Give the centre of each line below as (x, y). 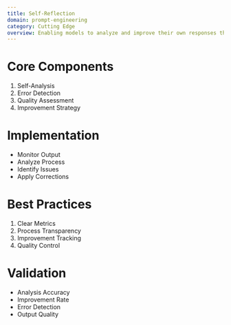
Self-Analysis (36, 86)
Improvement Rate (43, 300)
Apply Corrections (43, 177)
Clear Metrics (36, 224)
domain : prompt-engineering (47, 20)
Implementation (53, 136)
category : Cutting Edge (41, 26)
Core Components (60, 67)
